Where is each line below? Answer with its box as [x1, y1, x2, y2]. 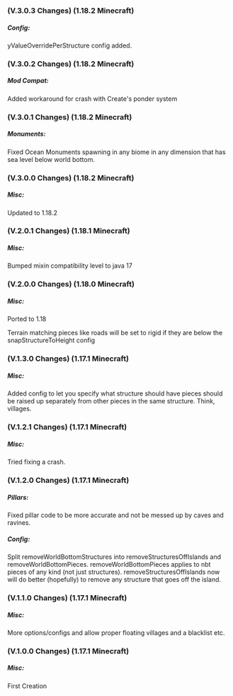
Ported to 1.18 [7, 315, 47, 323]
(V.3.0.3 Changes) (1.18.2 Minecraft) [7, 6, 135, 16]
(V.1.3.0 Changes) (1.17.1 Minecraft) [7, 354, 130, 364]
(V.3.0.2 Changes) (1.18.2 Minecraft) [7, 59, 135, 69]
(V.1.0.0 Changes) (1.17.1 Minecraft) [7, 646, 130, 656]
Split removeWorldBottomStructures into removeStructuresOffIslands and [7, 553, 222, 561]
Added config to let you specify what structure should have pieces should [7, 389, 223, 398]
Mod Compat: [7, 77, 49, 85]
